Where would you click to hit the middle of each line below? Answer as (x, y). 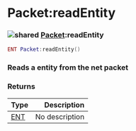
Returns (21, 87)
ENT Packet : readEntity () (44, 50)
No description (60, 116)
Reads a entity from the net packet (68, 68)
